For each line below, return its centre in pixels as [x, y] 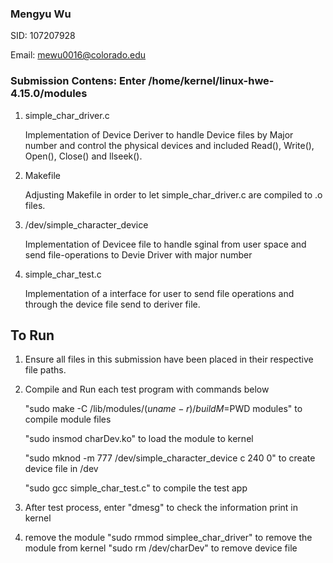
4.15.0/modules [49, 94]
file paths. [45, 370]
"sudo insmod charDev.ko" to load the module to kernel [139, 439]
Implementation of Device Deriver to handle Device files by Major [159, 134]
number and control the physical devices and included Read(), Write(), [169, 145]
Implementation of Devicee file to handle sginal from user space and [165, 244]
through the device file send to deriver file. [112, 304]
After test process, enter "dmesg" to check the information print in [161, 508]
